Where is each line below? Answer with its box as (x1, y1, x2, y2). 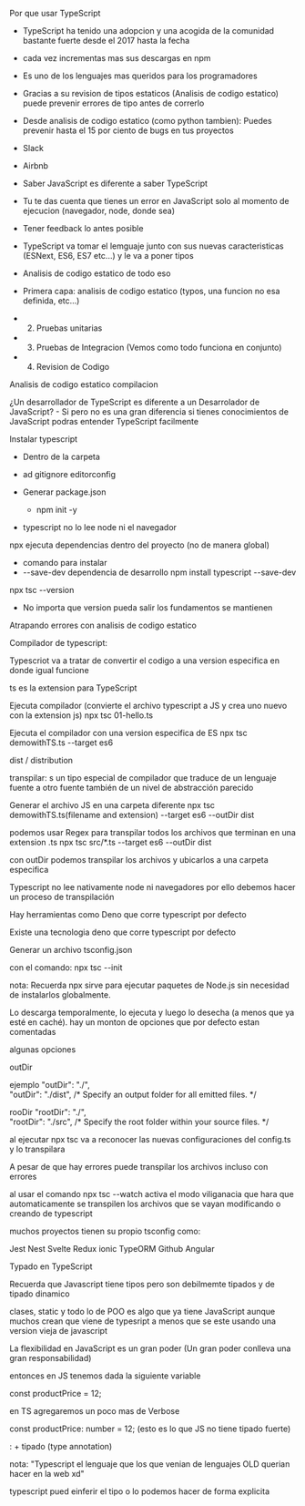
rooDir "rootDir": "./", (9, 1107, 86, 1117)
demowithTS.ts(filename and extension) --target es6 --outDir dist (9, 810, 255, 820)
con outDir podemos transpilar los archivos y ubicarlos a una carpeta (9, 855, 269, 865)
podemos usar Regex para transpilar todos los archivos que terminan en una (9, 827, 296, 837)
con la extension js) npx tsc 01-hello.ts (9, 710, 153, 721)
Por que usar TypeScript (9, 8, 101, 18)
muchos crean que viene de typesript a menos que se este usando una (9, 1316, 276, 1327)
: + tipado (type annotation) (9, 1441, 113, 1451)
